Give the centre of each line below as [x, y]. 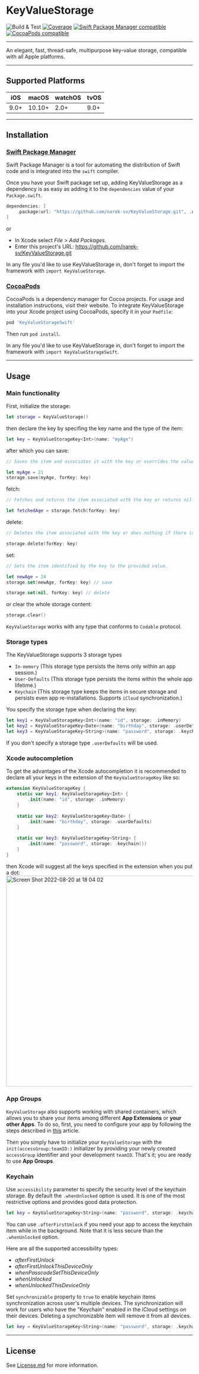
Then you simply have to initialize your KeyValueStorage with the [84, 1142]
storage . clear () [26, 615]
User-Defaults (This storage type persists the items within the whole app [103, 679]
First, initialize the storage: [38, 406]
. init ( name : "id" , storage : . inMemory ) [77, 800]
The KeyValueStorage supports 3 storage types [64, 655]
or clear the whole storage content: [49, 604]
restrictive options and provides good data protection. [72, 1202]
